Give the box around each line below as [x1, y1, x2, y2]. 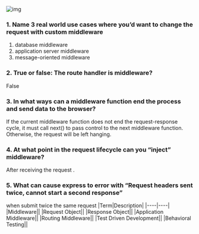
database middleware [14, 42, 68, 49]
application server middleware [14, 48, 89, 55]
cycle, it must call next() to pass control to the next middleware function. [6, 124, 183, 131]
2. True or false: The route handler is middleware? [6, 69, 153, 77]
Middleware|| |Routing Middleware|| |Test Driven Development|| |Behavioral [6, 214, 191, 222]
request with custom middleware [6, 27, 103, 36]
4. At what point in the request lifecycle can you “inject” [6, 146, 171, 154]
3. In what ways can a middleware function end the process [6, 97, 181, 105]
